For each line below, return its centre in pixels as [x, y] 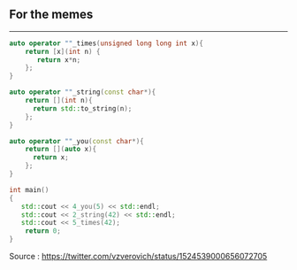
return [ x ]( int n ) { [63, 51]
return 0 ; [43, 231]
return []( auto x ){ [61, 150]
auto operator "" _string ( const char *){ [83, 92]
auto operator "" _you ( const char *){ [76, 141]
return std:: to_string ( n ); [82, 108]
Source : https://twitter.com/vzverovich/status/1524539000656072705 [138, 257]
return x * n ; [59, 60]
